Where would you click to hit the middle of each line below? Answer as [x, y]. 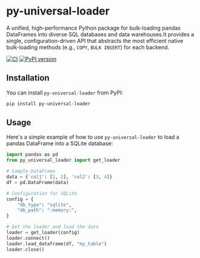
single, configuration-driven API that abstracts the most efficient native [95, 41]
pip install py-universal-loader [48, 104]
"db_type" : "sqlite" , [44, 205]
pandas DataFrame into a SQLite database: [60, 144]
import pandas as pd [32, 155]
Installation [28, 78]
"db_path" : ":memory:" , [47, 210]
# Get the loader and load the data [52, 227]
